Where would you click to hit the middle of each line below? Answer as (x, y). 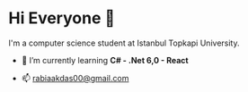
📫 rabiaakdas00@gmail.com (75, 78)
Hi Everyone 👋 (62, 18)
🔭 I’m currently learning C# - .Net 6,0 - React (105, 60)
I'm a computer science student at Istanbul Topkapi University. (124, 43)
